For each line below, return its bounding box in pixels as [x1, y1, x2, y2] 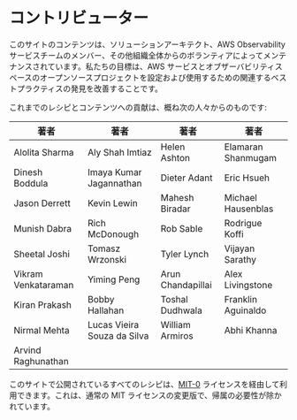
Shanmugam [224, 151, 277, 164]
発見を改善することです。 [70, 83, 164, 94]
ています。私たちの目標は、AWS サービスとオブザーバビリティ [47, 61, 276, 72]
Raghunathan [13, 355, 69, 367]
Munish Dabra [13, 222, 72, 234]
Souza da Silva [87, 329, 149, 341]
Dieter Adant [160, 172, 213, 184]
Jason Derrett [13, 196, 71, 209]
